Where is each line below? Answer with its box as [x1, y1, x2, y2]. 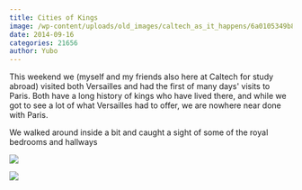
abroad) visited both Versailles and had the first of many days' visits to [9, 81, 271, 92]
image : [9, 22, 34, 31]
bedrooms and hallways [9, 137, 98, 148]
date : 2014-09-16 [9, 30, 75, 39]
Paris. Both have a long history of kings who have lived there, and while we [9, 91, 287, 102]
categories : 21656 [9, 38, 78, 48]
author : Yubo [9, 47, 58, 56]
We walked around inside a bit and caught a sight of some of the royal [9, 127, 269, 138]
